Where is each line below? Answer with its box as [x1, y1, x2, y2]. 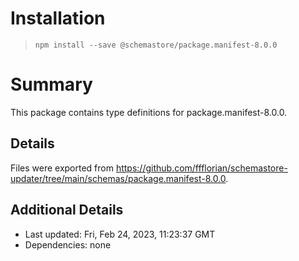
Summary [10, 73, 93, 96]
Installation [10, 7, 106, 30]
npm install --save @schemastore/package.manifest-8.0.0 [34, 40, 278, 50]
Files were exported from [10, 162, 114, 174]
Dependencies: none [24, 238, 112, 251]
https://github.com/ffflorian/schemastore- [115, 162, 288, 174]
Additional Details [10, 202, 124, 219]
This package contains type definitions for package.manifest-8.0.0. [10, 106, 288, 118]
